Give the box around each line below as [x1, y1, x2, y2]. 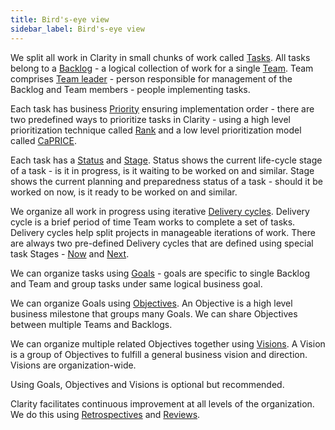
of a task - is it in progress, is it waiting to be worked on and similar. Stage [10, 164, 315, 176]
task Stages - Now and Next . [10, 247, 130, 260]
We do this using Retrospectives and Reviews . [10, 408, 201, 420]
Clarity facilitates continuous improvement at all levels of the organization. [10, 397, 315, 410]
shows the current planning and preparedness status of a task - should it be [10, 175, 323, 187]
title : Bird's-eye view [10, 14, 110, 25]
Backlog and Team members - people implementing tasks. [10, 83, 251, 95]
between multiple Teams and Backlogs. [10, 318, 173, 330]
